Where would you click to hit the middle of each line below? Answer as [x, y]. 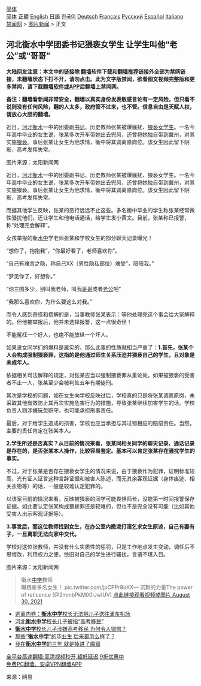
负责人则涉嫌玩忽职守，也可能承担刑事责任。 [61, 410]
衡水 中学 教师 [36, 579]
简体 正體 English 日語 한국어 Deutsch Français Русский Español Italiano [95, 16]
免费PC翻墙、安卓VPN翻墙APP [44, 664]
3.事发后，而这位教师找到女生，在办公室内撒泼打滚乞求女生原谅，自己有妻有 [100, 526]
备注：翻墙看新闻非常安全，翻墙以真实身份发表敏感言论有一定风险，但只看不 [100, 99]
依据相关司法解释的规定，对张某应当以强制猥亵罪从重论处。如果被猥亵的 [95, 375]
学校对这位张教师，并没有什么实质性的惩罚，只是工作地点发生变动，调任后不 [100, 546]
